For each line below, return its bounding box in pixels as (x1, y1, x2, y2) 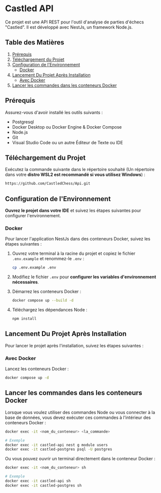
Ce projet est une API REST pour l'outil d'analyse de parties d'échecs (5, 19, 144, 25)
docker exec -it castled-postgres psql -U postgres (5, 447, 112, 452)
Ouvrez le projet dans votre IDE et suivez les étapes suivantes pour (5, 208, 141, 213)
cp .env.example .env (12, 265, 56, 270)
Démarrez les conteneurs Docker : (12, 288, 81, 295)
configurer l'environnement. (5, 213, 61, 219)
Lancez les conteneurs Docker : (5, 366, 69, 372)
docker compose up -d (5, 376, 49, 380)
